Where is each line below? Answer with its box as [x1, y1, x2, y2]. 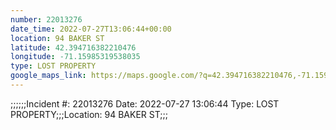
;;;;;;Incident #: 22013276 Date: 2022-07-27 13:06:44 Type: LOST [10, 97, 280, 110]
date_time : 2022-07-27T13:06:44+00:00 [10, 24, 172, 34]
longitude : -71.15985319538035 [10, 52, 141, 62]
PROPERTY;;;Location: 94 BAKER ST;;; [10, 108, 168, 120]
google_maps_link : [10, 71, 87, 81]
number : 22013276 [10, 14, 83, 25]
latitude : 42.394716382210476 [10, 42, 137, 53]
